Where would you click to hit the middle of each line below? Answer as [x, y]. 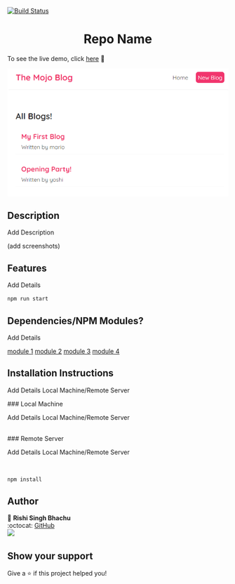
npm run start [28, 299]
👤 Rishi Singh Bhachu [39, 518]
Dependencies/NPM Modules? [75, 320]
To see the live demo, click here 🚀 [56, 58]
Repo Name [117, 39]
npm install [25, 479]
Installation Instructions [61, 373]
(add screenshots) [34, 246]
